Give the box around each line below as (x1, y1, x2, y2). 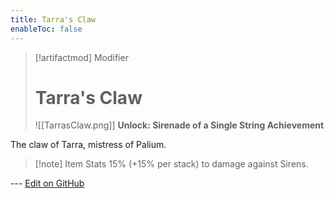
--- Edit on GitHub (10, 177, 85, 190)
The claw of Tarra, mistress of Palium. (10, 139, 167, 151)
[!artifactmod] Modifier (34, 51, 129, 63)
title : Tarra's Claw (10, 14, 97, 25)
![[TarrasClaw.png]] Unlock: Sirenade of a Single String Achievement (34, 119, 325, 131)
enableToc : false (10, 24, 83, 34)
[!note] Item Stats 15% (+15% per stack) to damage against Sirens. (34, 158, 309, 170)
